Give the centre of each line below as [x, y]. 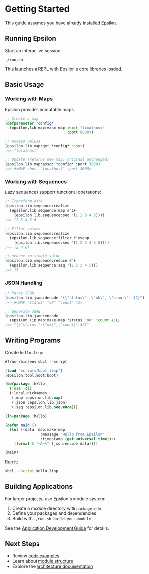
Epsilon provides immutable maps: [40, 110]
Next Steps [22, 543]
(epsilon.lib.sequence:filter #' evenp [50, 238]
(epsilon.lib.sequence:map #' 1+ [43, 211]
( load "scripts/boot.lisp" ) [34, 371]
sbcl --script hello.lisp [32, 471]
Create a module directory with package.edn [56, 508]
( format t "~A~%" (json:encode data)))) [56, 444]
